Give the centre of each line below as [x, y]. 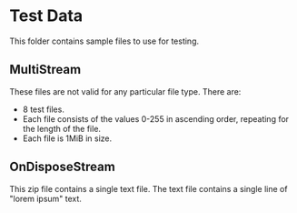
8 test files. [44, 109]
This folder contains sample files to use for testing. [104, 41]
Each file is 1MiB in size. [67, 138]
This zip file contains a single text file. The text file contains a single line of [148, 188]
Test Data [46, 16]
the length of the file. [62, 128]
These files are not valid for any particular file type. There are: [125, 91]
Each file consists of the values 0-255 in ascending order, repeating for [155, 118]
